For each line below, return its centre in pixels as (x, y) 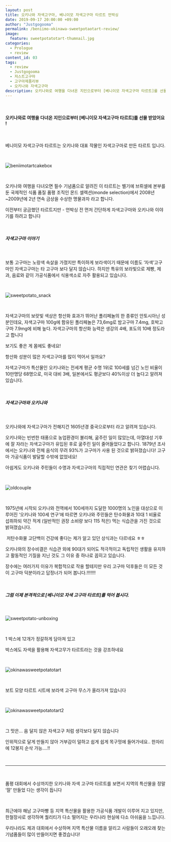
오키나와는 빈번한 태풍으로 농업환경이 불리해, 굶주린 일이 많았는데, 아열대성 (79, 437)
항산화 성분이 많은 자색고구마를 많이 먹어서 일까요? (55, 356)
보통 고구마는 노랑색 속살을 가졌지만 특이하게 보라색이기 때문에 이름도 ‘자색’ (80, 262)
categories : (18, 43)
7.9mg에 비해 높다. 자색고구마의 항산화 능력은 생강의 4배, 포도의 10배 (83, 328)
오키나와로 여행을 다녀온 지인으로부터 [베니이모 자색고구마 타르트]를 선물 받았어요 (85, 118)
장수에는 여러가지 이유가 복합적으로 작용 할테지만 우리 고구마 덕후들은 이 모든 (81, 566)
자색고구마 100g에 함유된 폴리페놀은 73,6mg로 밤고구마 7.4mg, (87, 322)
